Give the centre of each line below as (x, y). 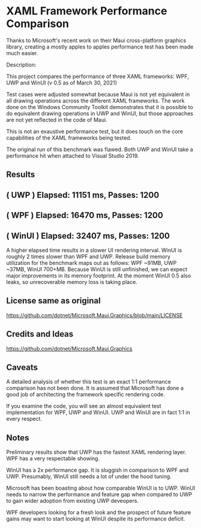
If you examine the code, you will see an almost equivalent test (84, 406)
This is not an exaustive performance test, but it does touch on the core (94, 131)
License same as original (53, 301)
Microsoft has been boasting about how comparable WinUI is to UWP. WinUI (101, 488)
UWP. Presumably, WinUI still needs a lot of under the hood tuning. (89, 476)
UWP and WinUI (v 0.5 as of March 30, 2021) (62, 83)
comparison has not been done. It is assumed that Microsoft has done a (95, 388)
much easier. (22, 53)
